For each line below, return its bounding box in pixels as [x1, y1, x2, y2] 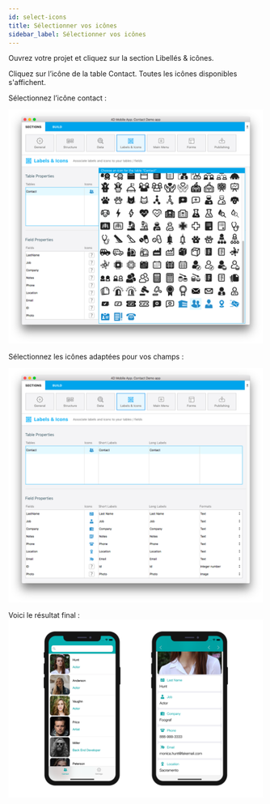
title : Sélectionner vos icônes [8, 21, 117, 30]
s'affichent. [8, 78, 46, 87]
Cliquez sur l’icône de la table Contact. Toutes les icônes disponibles [8, 69, 238, 79]
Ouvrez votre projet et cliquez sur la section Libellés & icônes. [8, 53, 214, 63]
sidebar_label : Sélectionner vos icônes [8, 30, 147, 38]
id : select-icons [8, 13, 67, 21]
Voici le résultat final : [8, 610, 81, 619]
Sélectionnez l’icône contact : [8, 93, 108, 103]
